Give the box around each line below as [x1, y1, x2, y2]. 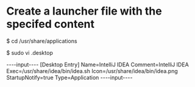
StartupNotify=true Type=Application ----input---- [6, 74, 133, 81]
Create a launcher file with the [6, 4, 163, 18]
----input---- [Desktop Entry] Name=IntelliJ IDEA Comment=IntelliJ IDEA [6, 61, 189, 68]
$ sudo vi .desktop [6, 49, 53, 56]
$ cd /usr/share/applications [6, 37, 77, 44]
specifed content [6, 17, 94, 31]
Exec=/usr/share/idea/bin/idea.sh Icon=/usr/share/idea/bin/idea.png [6, 67, 178, 74]
